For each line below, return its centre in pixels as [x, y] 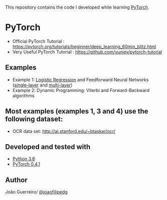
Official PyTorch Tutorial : [38, 41]
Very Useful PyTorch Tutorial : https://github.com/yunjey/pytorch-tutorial [87, 51]
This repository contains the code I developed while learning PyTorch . [77, 7]
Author [16, 180]
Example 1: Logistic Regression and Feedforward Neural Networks [80, 79]
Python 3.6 [23, 159]
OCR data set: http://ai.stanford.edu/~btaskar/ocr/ [64, 131]
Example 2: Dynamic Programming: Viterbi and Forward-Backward [81, 90]
